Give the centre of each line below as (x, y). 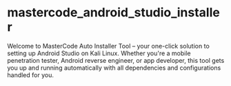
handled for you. (30, 75)
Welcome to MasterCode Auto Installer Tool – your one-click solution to (109, 46)
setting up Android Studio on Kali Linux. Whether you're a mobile (99, 53)
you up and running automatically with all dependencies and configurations (114, 68)
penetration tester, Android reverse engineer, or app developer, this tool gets (116, 60)
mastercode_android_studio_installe (114, 13)
